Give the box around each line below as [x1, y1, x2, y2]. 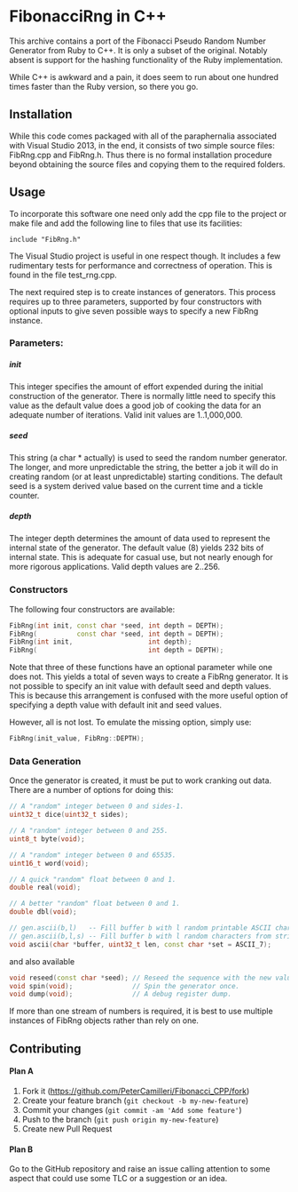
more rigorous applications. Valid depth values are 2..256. [9, 562, 221, 572]
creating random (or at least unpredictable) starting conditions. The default [9, 471, 283, 482]
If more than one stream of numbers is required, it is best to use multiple [9, 1006, 273, 1017]
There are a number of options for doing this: [9, 785, 174, 796]
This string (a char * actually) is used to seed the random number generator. [9, 452, 288, 463]
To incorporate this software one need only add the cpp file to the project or [9, 208, 287, 219]
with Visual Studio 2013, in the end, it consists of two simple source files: [9, 140, 275, 150]
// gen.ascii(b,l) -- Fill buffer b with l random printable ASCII [9, 924, 272, 932]
